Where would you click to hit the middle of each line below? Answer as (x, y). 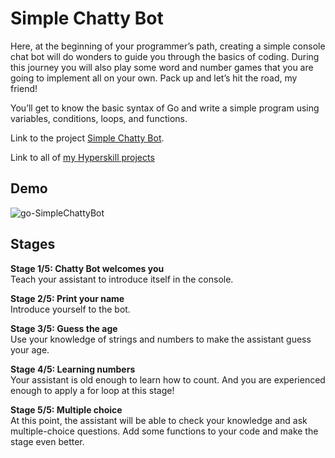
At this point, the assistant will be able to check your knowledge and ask (159, 420)
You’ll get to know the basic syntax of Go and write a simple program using (165, 108)
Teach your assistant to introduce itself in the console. (122, 279)
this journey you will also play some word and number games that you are (162, 67)
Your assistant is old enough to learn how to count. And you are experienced (168, 379)
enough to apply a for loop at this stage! (92, 390)
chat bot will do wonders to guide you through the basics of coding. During (165, 56)
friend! (24, 88)
